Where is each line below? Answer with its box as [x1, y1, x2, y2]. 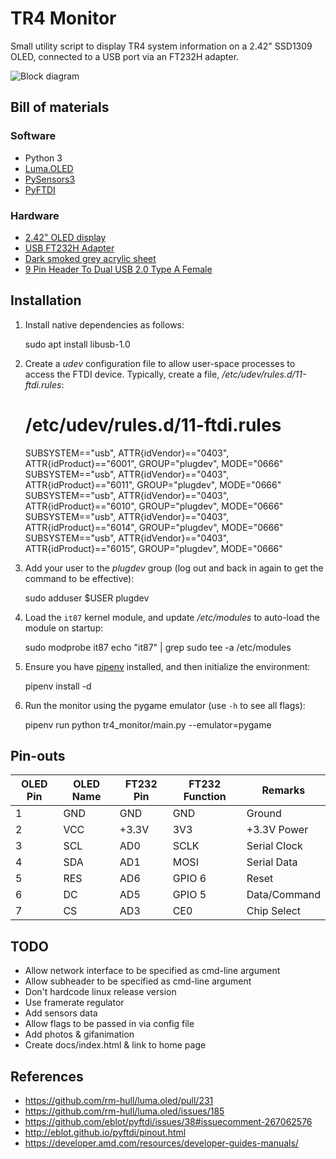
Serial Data [246, 855, 298, 869]
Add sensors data [24, 1007, 98, 1019]
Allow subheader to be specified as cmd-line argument [24, 975, 252, 987]
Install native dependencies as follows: [24, 318, 185, 331]
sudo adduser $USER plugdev [24, 592, 150, 604]
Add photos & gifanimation [24, 1028, 135, 1041]
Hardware [10, 208, 60, 222]
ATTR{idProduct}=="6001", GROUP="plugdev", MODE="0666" [24, 457, 284, 469]
